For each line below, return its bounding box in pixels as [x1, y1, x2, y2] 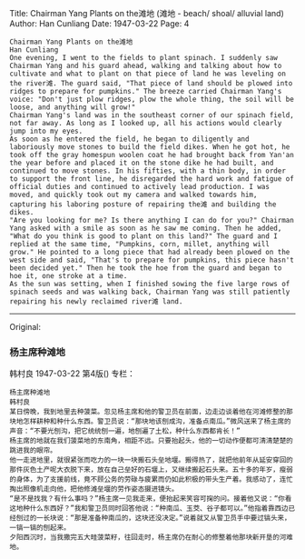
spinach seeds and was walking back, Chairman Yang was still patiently [9, 287, 290, 296]
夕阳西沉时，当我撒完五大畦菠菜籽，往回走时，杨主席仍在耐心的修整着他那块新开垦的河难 [9, 533, 293, 543]
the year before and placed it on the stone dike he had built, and [9, 158, 274, 167]
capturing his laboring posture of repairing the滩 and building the [9, 200, 277, 209]
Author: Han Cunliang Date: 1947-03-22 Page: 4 [9, 18, 190, 29]
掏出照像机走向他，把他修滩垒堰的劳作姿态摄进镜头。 [9, 484, 179, 494]
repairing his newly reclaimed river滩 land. [9, 297, 183, 306]
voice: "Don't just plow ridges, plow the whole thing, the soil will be [9, 95, 295, 104]
